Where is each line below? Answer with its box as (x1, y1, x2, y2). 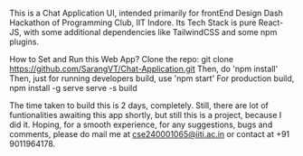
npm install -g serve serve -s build (9, 83, 137, 93)
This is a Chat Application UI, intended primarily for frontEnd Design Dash (9, 8, 283, 18)
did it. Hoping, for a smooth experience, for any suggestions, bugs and (9, 119, 273, 130)
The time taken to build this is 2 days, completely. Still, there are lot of (9, 100, 269, 111)
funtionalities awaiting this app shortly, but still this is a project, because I (9, 110, 282, 120)
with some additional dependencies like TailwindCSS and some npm (23, 27, 278, 37)
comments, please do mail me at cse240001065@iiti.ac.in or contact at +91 (9, 129, 290, 139)
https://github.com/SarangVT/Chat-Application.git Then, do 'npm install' (9, 63, 279, 74)
